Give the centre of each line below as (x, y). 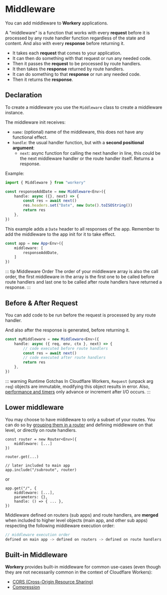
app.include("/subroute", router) (41, 470)
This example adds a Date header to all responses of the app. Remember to (82, 229)
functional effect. (30, 137)
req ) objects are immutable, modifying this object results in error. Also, (78, 386)
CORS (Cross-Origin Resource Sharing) (53, 582)
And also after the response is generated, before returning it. (68, 330)
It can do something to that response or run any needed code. (77, 74)
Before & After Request (42, 303)
